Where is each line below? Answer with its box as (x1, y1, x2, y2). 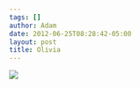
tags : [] (9, 12, 41, 22)
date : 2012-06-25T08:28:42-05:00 (9, 29, 132, 38)
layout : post (9, 37, 57, 47)
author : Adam (9, 21, 57, 30)
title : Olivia (9, 46, 62, 55)
